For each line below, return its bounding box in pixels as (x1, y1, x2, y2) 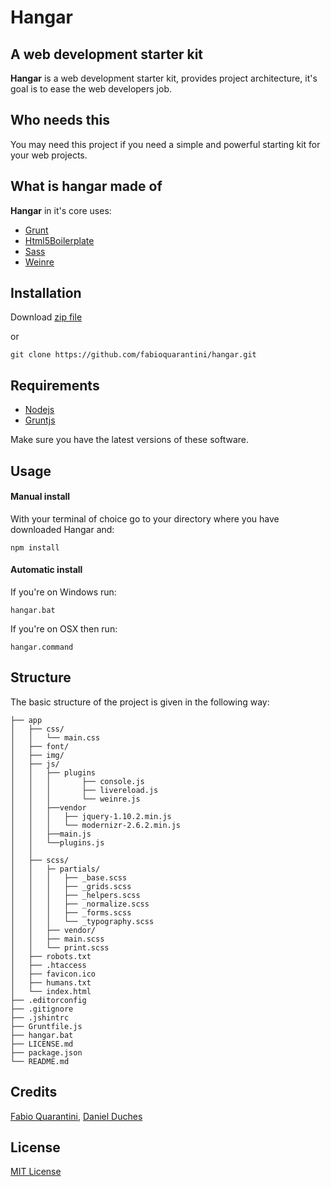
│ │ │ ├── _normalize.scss (10, 899, 150, 909)
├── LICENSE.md (10, 1039, 74, 1049)
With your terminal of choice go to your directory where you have (10, 512, 280, 525)
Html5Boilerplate (24, 234, 95, 246)
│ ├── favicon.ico (10, 969, 97, 979)
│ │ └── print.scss (10, 942, 110, 953)
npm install (10, 542, 60, 553)
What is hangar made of (10, 178, 163, 195)
